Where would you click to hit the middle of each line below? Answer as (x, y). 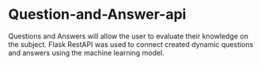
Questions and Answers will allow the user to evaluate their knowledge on (129, 36)
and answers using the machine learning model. (86, 52)
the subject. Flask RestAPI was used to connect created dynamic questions (131, 44)
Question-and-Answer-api (97, 14)
